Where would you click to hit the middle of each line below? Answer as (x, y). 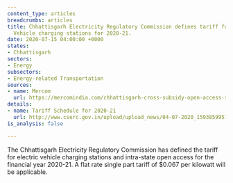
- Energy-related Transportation (55, 78)
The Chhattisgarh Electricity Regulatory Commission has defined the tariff (113, 150)
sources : (20, 85)
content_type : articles (42, 14)
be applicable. (27, 172)
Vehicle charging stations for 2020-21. (72, 33)
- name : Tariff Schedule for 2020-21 (62, 111)
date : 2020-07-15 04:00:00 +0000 (55, 40)
